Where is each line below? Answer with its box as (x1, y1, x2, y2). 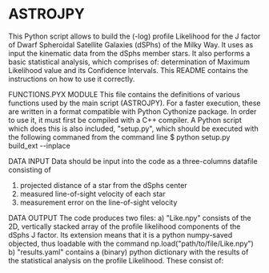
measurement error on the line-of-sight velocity (19, 198, 178, 207)
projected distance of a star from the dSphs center (19, 180, 187, 189)
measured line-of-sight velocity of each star (19, 189, 166, 198)
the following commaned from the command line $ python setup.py (8, 132, 231, 141)
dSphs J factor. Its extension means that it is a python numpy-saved (8, 230, 233, 239)
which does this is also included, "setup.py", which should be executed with (8, 124, 259, 133)
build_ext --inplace (8, 141, 70, 150)
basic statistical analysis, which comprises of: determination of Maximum (8, 57, 251, 67)
